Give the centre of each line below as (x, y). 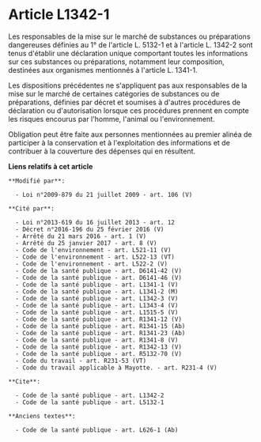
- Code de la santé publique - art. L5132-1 (90, 402)
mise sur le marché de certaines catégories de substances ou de (114, 93)
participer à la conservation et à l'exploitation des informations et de (119, 142)
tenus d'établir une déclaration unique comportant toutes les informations (128, 53)
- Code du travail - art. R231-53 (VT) (81, 361)
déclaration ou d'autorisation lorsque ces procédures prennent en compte (129, 110)
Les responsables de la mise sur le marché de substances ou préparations (129, 36)
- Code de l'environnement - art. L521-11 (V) (93, 250)
